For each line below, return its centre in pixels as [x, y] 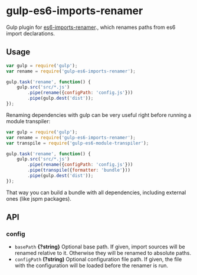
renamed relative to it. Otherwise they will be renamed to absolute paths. [103, 253]
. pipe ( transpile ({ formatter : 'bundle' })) [79, 170]
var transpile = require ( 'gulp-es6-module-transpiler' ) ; [78, 143]
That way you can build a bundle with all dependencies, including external [96, 192]
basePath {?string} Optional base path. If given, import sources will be [100, 247]
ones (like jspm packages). [39, 198]
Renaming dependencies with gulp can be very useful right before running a [99, 115]
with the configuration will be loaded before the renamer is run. [91, 266]
